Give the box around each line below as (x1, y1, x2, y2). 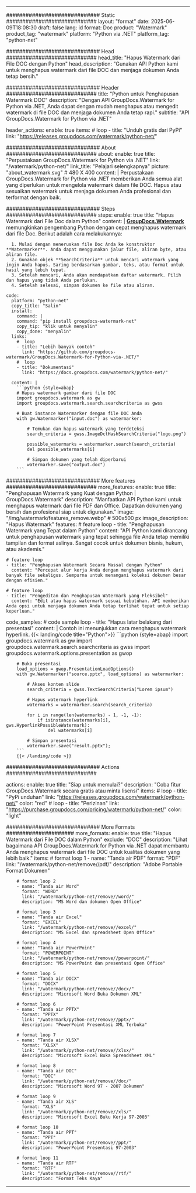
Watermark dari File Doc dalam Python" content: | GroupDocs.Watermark (6, 218, 184, 224)
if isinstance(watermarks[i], (37, 717, 111, 723)
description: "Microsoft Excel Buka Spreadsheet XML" (21, 1052, 156, 1058)
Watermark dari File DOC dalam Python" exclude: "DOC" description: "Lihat (6, 836, 188, 843)
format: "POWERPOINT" (21, 950, 75, 956)
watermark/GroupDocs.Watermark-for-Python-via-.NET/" (6, 354, 140, 360)
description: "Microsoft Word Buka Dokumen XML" (21, 991, 142, 997)
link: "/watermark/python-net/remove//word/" (21, 894, 134, 900)
